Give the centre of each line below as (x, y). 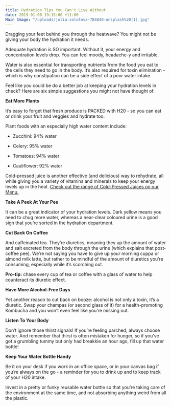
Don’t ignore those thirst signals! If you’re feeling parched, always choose (83, 330)
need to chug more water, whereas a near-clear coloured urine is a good (82, 218)
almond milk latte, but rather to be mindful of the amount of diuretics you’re (84, 259)
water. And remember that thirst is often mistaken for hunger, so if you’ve (82, 336)
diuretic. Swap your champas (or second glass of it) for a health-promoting (84, 305)
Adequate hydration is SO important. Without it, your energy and (73, 50)
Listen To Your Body (27, 320)
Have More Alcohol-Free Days (38, 290)
